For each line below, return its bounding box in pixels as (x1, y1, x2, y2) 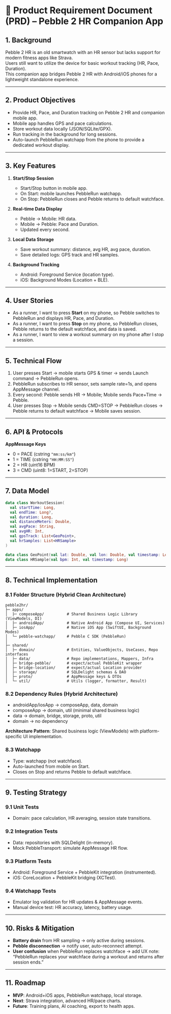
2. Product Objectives (5, 96, 76, 105)
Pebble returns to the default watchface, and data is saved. (12, 326, 137, 332)
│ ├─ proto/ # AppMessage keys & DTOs (5, 674, 122, 679)
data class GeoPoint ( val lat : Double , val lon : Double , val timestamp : (5, 552, 161, 557)
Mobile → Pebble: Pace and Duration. (20, 221, 99, 227)
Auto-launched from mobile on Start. (12, 763, 90, 769)
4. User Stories (5, 296, 53, 305)
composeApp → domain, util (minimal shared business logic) (12, 707, 140, 714)
